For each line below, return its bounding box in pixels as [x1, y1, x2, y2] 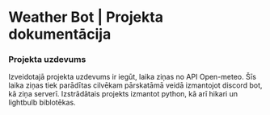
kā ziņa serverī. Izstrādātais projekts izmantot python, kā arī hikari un [8, 89, 238, 99]
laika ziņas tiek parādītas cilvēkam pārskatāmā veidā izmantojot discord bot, [8, 80, 263, 90]
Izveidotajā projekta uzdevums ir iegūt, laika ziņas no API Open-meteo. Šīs [8, 72, 257, 82]
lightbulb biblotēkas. [8, 97, 76, 108]
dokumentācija [8, 25, 112, 43]
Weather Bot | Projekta [8, 8, 164, 27]
